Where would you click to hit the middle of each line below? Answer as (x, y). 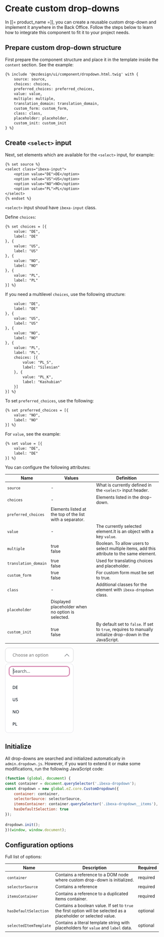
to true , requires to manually (124, 629)
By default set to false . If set (125, 624)
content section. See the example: (40, 64)
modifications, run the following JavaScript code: (54, 769)
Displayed (61, 602)
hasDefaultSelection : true (41, 809)
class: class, (28, 113)
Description (94, 868)
